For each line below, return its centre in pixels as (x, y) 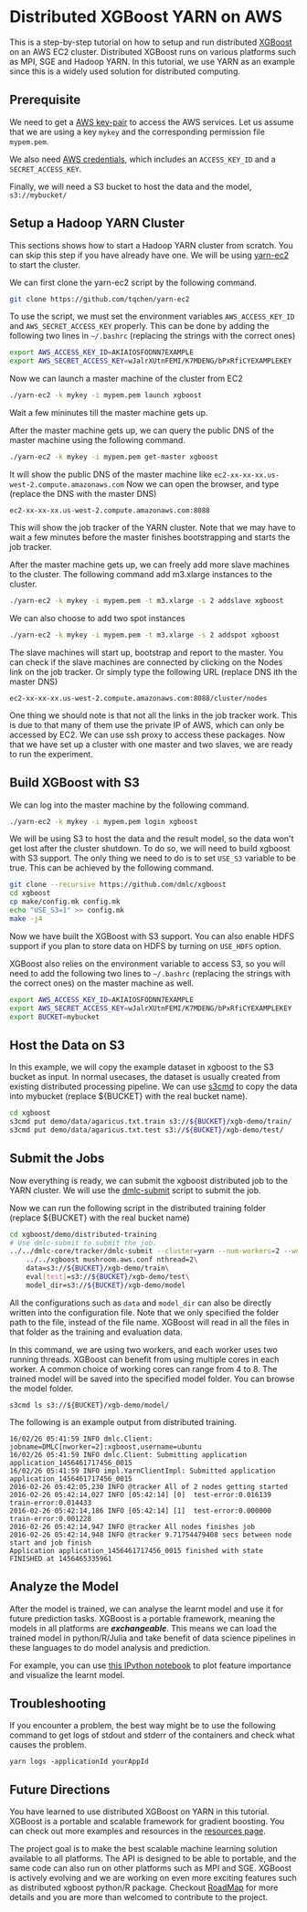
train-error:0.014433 (51, 1503)
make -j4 (26, 919)
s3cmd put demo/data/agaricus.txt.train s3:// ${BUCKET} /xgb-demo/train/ (151, 1122)
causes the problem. (48, 1745)
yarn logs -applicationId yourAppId (79, 1762)
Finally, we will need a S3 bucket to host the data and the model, (131, 186)
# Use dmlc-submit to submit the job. (83, 1243)
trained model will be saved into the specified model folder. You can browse (152, 1379)
